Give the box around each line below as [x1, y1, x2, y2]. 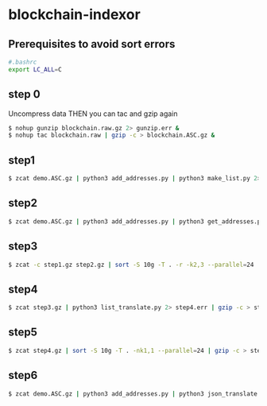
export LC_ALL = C [8, 65, 62, 73]
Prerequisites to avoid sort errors [8, 37, 176, 51]
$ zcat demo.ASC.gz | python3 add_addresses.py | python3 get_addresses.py [8, 217, 265, 226]
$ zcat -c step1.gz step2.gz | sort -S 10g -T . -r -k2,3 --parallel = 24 [8, 261, 254, 269]
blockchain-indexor [8, 6, 141, 24]
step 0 [8, 87, 41, 101]
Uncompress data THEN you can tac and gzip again [8, 109, 178, 118]
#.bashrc [8, 58, 37, 66]
